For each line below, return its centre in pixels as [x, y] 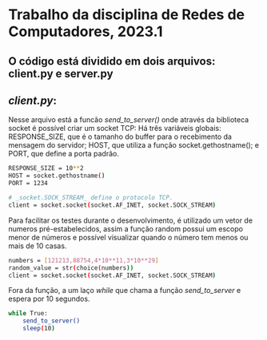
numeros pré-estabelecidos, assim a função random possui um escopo [126, 228]
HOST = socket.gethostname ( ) [57, 176]
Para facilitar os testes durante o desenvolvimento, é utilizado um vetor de [131, 220]
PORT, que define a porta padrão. [64, 154]
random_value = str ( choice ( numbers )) [71, 268]
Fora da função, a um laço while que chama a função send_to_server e [125, 291]
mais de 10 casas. [38, 246]
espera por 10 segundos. [49, 299]
